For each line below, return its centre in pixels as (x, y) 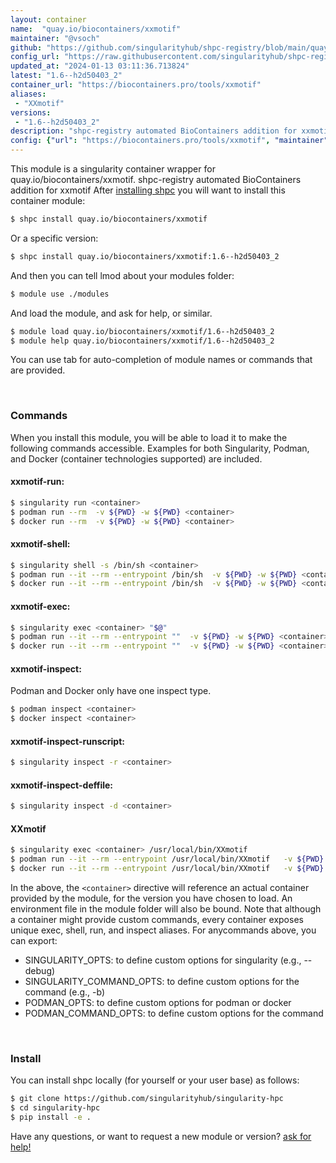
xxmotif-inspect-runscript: (67, 741)
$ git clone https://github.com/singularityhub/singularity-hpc (147, 1099)
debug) (40, 971)
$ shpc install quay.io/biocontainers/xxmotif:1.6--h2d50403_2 (145, 256)
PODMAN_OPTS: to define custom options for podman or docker (158, 1003)
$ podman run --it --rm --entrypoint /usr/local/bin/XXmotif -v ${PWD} (167, 859)
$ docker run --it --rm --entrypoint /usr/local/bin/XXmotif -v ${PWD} (167, 869)
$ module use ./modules (60, 294)
